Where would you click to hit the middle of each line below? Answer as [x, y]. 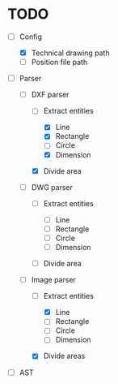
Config [30, 37]
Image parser [53, 280]
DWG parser [52, 187]
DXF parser [50, 95]
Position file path [59, 63]
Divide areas [64, 356]
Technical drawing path [70, 53]
